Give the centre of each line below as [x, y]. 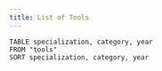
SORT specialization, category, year [79, 57]
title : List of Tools [49, 17]
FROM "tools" [33, 50]
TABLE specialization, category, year [81, 42]
